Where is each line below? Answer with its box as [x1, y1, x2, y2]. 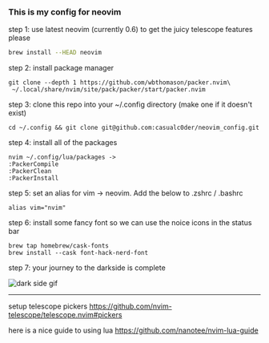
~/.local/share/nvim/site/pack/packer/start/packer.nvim [11, 86, 206, 94]
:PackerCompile [8, 160, 59, 168]
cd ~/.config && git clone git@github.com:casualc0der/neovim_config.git [8, 123, 260, 132]
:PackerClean [8, 167, 52, 176]
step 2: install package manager [8, 63, 114, 73]
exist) [8, 108, 26, 118]
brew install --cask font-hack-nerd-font [8, 249, 149, 257]
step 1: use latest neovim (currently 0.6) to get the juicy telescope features [8, 25, 254, 34]
